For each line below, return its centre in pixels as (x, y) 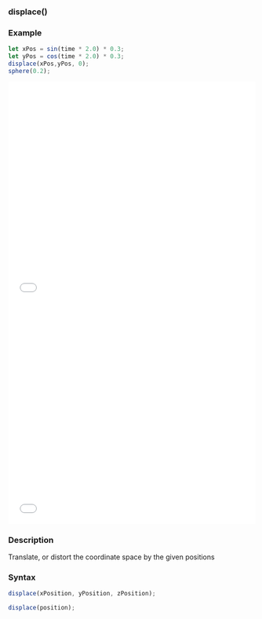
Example (25, 32)
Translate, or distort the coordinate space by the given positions (111, 557)
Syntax (22, 577)
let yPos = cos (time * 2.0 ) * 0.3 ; (66, 57)
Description (31, 540)
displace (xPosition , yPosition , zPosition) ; (82, 594)
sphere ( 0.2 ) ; (29, 71)
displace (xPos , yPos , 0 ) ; (49, 64)
